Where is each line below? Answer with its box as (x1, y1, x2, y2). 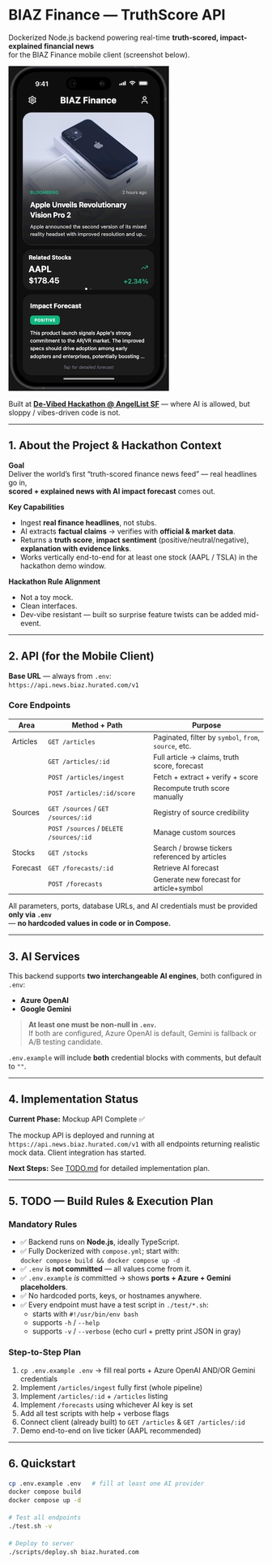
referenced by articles (153, 852, 227, 862)
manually (153, 792, 184, 801)
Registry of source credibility (153, 808, 249, 818)
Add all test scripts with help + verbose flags (19, 1408, 170, 1418)
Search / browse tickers (153, 843, 232, 853)
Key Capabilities (8, 502, 65, 512)
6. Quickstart (8, 1457, 76, 1471)
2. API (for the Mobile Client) (8, 650, 155, 663)
